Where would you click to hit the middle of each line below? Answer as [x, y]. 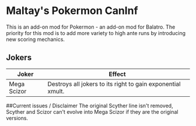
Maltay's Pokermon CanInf [72, 11]
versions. [17, 118]
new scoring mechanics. [36, 39]
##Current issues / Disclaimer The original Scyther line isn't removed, [90, 106]
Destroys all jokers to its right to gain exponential [114, 84]
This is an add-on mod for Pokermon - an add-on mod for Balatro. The [91, 27]
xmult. [56, 91]
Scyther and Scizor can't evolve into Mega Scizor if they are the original [92, 111]
